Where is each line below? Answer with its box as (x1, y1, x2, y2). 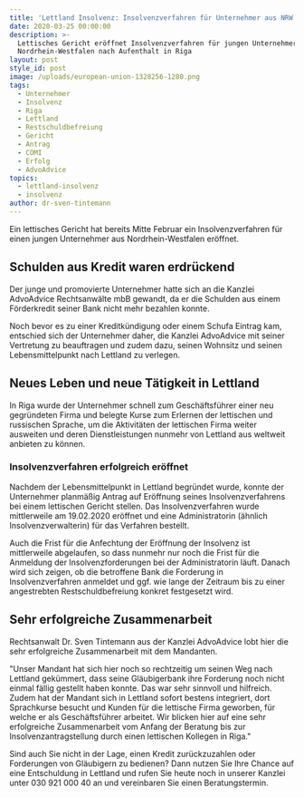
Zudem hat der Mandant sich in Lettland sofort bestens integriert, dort (9, 692, 271, 703)
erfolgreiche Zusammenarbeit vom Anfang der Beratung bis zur (9, 721, 246, 732)
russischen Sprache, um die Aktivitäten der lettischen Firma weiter (9, 419, 258, 430)
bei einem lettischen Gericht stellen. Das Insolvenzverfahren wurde (9, 501, 260, 511)
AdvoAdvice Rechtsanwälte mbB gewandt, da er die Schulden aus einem (9, 293, 280, 304)
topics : (9, 173, 39, 182)
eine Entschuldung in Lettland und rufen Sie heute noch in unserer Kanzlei (9, 767, 286, 778)
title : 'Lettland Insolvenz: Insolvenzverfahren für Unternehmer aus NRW (9, 13, 294, 23)
